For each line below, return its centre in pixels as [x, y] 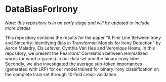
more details [18, 28]
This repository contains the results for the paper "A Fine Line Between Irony [83, 38]
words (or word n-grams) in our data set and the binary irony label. [73, 58]
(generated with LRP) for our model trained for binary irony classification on [82, 69]
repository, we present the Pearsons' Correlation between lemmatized [77, 53]
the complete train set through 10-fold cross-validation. [61, 74]
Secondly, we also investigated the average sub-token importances [74, 64]
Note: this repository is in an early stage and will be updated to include [77, 23]
